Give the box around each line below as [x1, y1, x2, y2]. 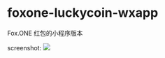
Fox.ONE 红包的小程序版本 [7, 29, 83, 37]
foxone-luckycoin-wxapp [7, 5, 159, 21]
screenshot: [7, 43, 42, 52]
